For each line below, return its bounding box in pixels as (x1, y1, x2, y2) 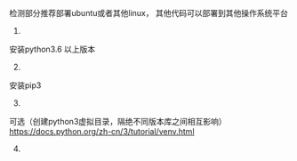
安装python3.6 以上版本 (9, 44, 96, 54)
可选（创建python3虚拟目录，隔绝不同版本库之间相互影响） (9, 117, 227, 126)
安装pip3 (9, 80, 42, 91)
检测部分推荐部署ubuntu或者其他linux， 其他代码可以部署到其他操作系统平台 (9, 8, 289, 18)
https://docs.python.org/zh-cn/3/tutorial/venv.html (9, 126, 195, 136)
